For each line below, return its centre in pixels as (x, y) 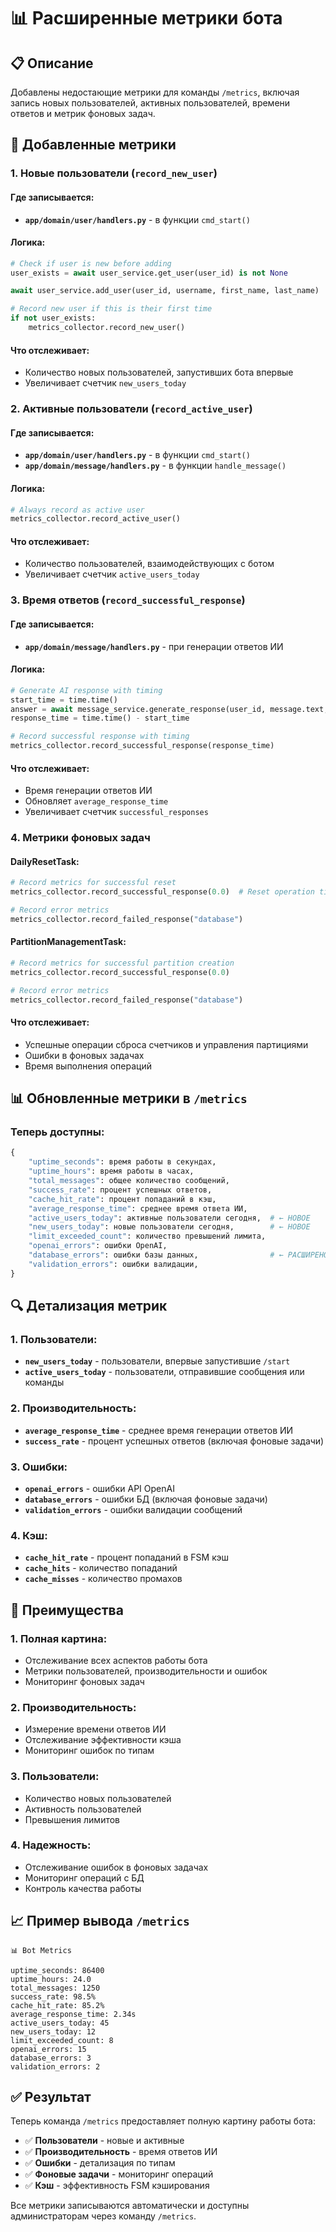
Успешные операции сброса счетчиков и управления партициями (166, 1044)
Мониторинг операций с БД (84, 1877)
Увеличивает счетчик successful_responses (116, 812)
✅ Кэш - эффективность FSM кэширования (117, 2186)
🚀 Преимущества (67, 1610)
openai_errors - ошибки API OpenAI (99, 1488)
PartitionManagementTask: (68, 942)
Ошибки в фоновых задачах (84, 1055)
